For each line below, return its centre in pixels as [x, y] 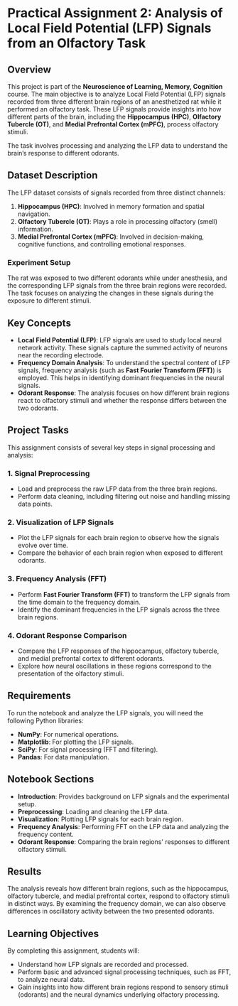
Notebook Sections [51, 779]
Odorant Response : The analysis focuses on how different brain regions [123, 393]
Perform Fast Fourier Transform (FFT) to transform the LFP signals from [124, 594]
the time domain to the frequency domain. [79, 602]
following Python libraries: [45, 720]
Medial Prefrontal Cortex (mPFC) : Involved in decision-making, [111, 237]
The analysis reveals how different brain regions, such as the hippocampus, [118, 889]
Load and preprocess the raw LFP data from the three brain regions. [117, 489]
